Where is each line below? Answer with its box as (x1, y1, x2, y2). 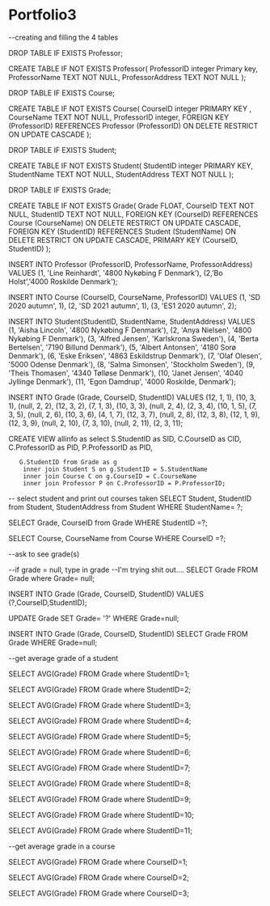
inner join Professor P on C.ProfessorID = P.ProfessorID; (23, 479, 226, 487)
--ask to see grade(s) (8, 548, 80, 559)
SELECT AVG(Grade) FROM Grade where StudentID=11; (8, 825, 192, 835)
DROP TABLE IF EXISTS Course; (8, 87, 116, 98)
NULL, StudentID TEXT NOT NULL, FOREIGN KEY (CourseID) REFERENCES (8, 209, 259, 219)
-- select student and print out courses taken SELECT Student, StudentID (8, 493, 252, 503)
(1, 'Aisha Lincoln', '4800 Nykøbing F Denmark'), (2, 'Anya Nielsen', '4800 (8, 325, 252, 335)
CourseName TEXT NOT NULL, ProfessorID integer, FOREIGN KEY (8, 112, 230, 122)
